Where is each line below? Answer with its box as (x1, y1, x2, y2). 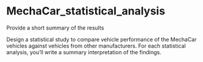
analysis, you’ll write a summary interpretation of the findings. (6, 48, 162, 55)
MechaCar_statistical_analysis (6, 4, 166, 18)
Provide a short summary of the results (6, 24, 105, 31)
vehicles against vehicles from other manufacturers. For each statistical (6, 42, 186, 49)
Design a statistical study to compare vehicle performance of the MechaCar (6, 36, 197, 43)
